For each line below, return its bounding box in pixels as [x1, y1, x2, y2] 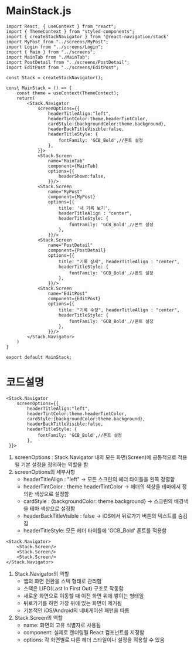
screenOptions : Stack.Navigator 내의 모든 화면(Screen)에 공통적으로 [14, 453, 177, 461]
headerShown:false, [58, 173, 107, 179]
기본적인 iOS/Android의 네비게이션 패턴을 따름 [23, 607, 130, 614]
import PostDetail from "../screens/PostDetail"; [6, 59, 130, 65]
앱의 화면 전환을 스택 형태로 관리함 [23, 577, 102, 585]
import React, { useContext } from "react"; [6, 23, 117, 29]
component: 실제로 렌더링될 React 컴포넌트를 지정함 [23, 628, 145, 636]
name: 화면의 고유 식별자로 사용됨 [23, 621, 101, 628]
